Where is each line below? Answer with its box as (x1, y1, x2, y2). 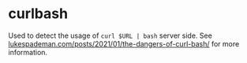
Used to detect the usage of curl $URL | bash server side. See (8, 31, 213, 40)
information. (8, 47, 48, 57)
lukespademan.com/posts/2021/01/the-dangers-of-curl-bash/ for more (8, 39, 240, 48)
